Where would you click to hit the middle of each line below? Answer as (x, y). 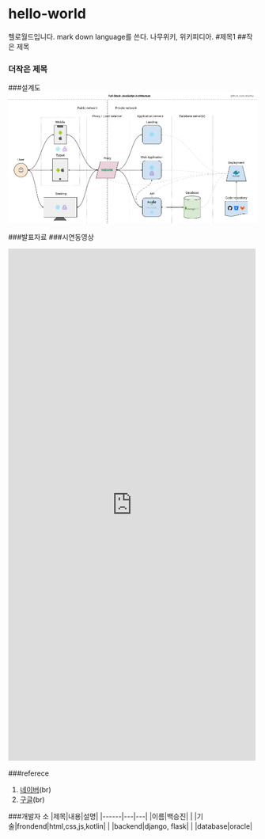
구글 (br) (32, 799)
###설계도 (25, 88)
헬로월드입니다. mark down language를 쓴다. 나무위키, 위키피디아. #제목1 (122, 36)
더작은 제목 (28, 69)
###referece (29, 773)
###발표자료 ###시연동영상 (51, 237)
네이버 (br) (35, 790)
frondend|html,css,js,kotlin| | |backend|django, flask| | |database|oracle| (135, 826)
